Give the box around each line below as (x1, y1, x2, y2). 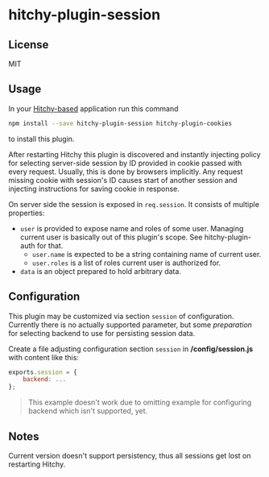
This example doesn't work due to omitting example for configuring (27, 397, 252, 408)
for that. (36, 240, 64, 251)
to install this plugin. (8, 134, 75, 143)
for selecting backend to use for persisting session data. (8, 328, 196, 338)
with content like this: (8, 352, 79, 362)
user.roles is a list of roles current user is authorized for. (31, 258, 221, 268)
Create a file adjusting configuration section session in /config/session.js (8, 344, 254, 354)
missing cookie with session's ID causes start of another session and (8, 175, 238, 185)
